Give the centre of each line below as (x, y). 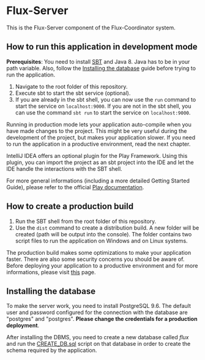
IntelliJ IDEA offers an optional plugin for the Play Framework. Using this (97, 156)
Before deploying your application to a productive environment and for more (102, 265)
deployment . (23, 326)
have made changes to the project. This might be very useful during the (97, 131)
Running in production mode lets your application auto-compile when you (99, 124)
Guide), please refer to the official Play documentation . (75, 187)
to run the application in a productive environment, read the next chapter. (99, 144)
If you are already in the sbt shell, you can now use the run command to (106, 99)
